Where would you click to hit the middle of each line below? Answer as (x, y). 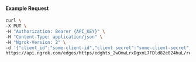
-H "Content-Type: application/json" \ (54, 37)
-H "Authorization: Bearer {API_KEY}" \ (56, 31)
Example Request (27, 8)
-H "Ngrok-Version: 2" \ (36, 42)
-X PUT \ (16, 26)
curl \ (13, 20)
